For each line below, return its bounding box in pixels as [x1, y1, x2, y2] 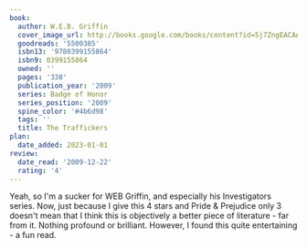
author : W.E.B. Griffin [17, 22, 108, 31]
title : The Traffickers [17, 124, 108, 133]
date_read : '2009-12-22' [17, 157, 112, 167]
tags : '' [17, 115, 51, 124]
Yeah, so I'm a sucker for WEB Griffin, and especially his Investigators [9, 191, 272, 201]
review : [9, 149, 39, 158]
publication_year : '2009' [17, 81, 117, 90]
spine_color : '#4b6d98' [17, 107, 108, 116]
